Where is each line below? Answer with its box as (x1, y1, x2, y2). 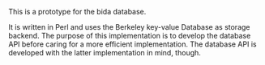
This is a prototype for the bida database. (8, 7, 147, 16)
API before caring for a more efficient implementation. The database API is (8, 39, 257, 49)
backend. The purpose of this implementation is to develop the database (8, 31, 251, 40)
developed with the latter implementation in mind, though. (8, 48, 201, 57)
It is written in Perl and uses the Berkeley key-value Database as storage (8, 22, 250, 31)
